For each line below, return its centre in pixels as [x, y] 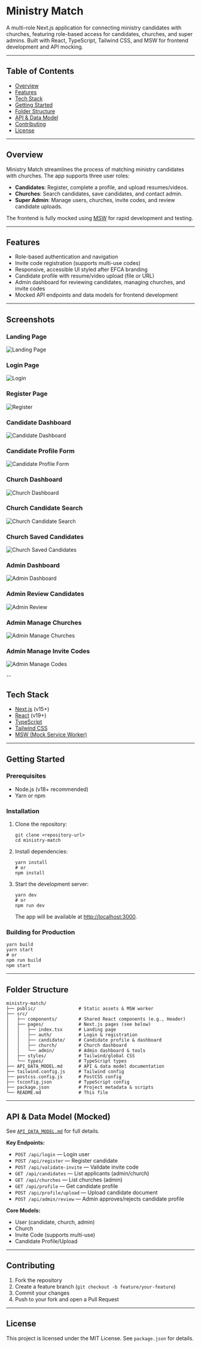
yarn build [20, 945]
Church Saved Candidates [45, 537]
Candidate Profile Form [40, 451]
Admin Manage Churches [44, 622]
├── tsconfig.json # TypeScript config [68, 1082]
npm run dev [30, 906]
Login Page [23, 365]
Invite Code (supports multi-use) [55, 1235]
